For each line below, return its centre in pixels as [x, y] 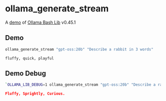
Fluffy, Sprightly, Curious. [35, 94]
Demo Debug [25, 74]
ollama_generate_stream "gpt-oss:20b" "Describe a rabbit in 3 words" [79, 49]
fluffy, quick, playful [30, 58]
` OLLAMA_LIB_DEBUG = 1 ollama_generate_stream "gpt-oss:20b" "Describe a [80, 85]
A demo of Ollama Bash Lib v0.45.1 [41, 22]
